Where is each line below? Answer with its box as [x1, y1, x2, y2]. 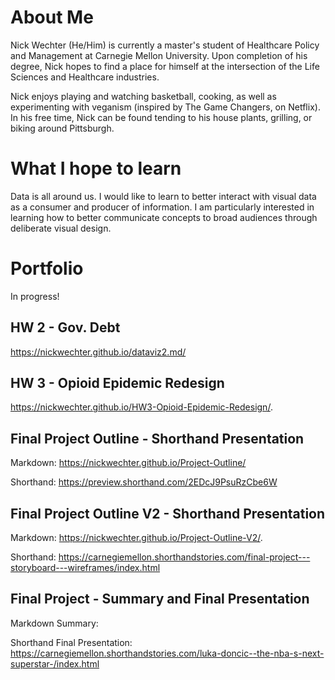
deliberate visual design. [10, 222, 112, 234]
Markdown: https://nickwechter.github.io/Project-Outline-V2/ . [10, 532, 263, 544]
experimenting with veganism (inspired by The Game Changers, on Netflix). [10, 101, 321, 113]
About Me [10, 6, 94, 29]
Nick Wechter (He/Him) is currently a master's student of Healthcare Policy [10, 39, 320, 51]
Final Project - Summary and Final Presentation [10, 591, 310, 608]
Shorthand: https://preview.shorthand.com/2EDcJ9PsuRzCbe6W [10, 476, 278, 488]
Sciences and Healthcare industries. [10, 71, 160, 83]
